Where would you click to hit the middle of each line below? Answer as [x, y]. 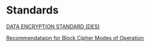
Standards [32, 10]
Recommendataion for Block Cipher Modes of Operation [75, 38]
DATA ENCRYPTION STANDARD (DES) [53, 26]
